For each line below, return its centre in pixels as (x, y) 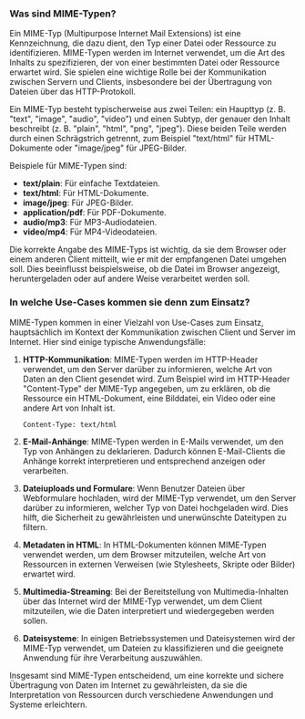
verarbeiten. (46, 470)
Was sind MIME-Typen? (63, 14)
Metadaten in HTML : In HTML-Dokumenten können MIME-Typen (144, 545)
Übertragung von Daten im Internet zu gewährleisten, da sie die (128, 685)
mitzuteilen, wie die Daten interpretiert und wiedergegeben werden (148, 610)
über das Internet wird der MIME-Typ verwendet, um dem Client (142, 601)
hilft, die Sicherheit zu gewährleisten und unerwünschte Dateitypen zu (154, 517)
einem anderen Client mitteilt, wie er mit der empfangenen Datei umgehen (148, 259)
